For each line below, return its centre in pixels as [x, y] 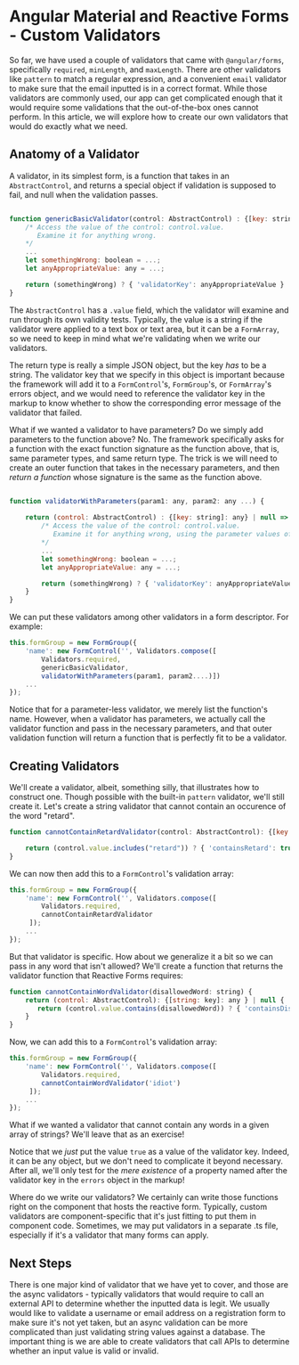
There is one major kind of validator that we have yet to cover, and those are [149, 1285]
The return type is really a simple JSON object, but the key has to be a [138, 365]
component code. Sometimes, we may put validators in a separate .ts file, [144, 1226]
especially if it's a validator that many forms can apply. [109, 1235]
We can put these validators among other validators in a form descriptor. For [149, 617]
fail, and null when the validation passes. [84, 194]
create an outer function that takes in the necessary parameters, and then [145, 467]
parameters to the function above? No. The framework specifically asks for [147, 439]
